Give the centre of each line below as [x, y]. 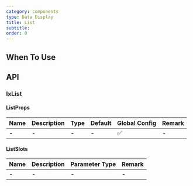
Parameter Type [93, 164]
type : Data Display [30, 17]
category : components [32, 11]
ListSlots [17, 149]
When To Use [31, 57]
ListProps [18, 108]
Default [101, 123]
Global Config [137, 123]
